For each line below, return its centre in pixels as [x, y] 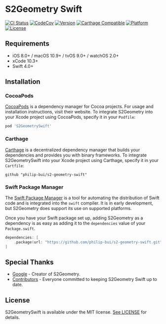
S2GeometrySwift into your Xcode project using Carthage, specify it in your [82, 160]
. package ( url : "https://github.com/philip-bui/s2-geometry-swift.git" [88, 242]
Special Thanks [29, 262]
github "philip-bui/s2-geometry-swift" [46, 174]
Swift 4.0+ [23, 66]
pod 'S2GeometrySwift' [28, 126]
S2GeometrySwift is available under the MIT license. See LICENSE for [76, 312]
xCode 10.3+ [25, 61]
